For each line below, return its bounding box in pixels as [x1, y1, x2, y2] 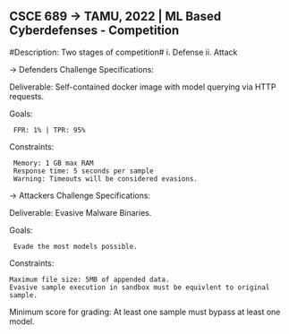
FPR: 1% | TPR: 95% [13, 125, 87, 134]
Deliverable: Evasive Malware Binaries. [9, 207, 152, 218]
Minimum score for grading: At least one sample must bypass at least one [9, 306, 281, 317]
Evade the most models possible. [13, 242, 139, 251]
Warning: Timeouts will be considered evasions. [13, 174, 199, 184]
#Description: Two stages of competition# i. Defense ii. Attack [9, 47, 238, 57]
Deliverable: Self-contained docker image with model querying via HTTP [9, 81, 276, 92]
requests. [9, 90, 45, 101]
